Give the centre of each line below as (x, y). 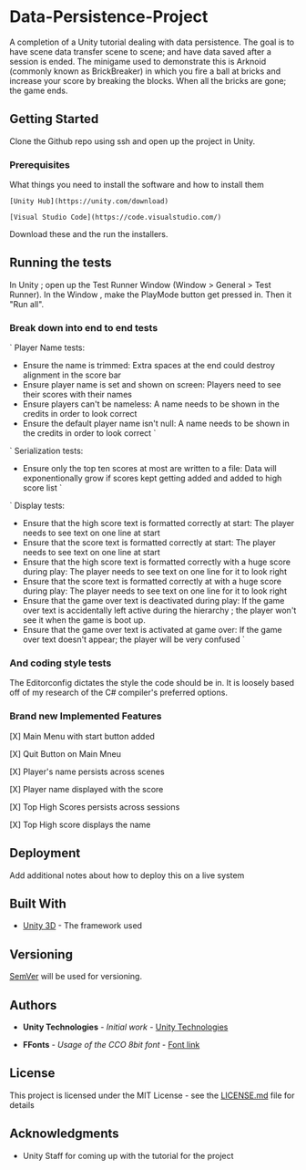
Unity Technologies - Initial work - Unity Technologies (125, 1027)
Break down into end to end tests (84, 327)
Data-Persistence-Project (109, 17)
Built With (38, 903)
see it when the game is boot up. (84, 620)
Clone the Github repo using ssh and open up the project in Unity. (133, 141)
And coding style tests (61, 663)
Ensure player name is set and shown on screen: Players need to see (152, 385)
